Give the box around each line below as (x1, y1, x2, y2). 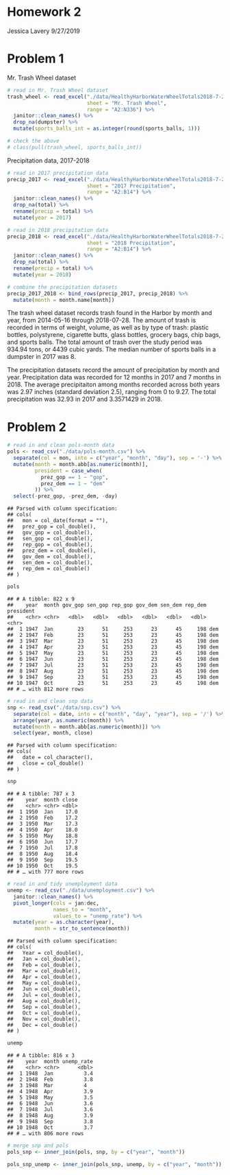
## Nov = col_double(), (7, 1016, 81, 1023)
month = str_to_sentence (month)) (34, 925, 130, 932)
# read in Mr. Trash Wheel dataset (7, 86, 109, 93)
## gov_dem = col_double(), (7, 553, 94, 560)
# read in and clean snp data (7, 698, 94, 705)
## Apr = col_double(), (7, 974, 81, 981)
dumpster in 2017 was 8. (7, 353, 77, 361)
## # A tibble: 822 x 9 (7, 596, 75, 603)
